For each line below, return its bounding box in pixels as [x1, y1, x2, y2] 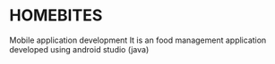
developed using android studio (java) [9, 44, 150, 54]
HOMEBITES [9, 5, 103, 26]
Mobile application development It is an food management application [9, 35, 267, 45]
